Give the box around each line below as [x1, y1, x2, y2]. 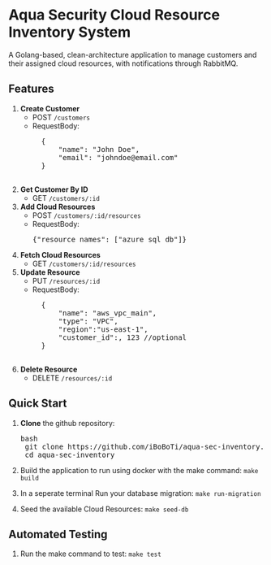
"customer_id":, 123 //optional [58, 332, 187, 342]
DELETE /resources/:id [32, 372, 113, 383]
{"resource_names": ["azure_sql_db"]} [32, 234, 187, 244]
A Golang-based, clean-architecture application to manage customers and [8, 50, 257, 59]
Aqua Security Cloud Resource [8, 6, 221, 24]
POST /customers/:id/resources [32, 210, 141, 220]
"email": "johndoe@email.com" [58, 153, 179, 162]
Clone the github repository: [19, 418, 115, 428]
